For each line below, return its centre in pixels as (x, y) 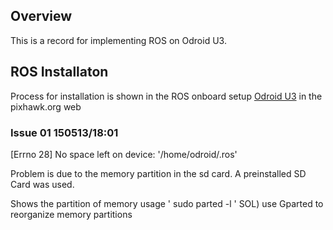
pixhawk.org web (46, 106)
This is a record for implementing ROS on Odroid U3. (118, 40)
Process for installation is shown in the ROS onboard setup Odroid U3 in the (166, 96)
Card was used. (42, 184)
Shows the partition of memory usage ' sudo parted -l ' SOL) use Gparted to (167, 203)
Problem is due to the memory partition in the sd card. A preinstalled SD (158, 173)
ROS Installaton (59, 72)
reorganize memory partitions (71, 214)
